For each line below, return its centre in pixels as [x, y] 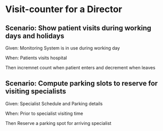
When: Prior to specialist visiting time [44, 113]
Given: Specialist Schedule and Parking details [54, 103]
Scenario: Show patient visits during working [78, 28]
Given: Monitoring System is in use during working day [63, 48]
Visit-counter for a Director [64, 9]
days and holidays [35, 36]
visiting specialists [36, 91]
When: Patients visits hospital [36, 58]
